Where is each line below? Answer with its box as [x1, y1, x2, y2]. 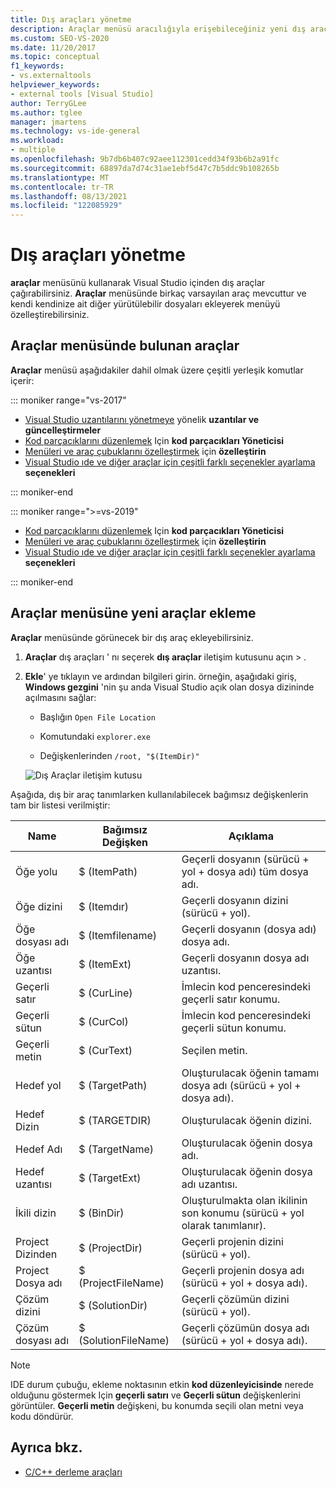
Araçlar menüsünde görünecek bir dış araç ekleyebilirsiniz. [10, 631, 254, 643]
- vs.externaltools [10, 71, 92, 81]
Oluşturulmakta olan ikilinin [181, 1193, 308, 1207]
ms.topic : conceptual [10, 52, 101, 62]
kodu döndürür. [10, 1410, 74, 1422]
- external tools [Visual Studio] [10, 89, 155, 99]
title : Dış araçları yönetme [10, 14, 132, 25]
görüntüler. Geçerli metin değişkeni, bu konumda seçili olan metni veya [10, 1399, 304, 1411]
